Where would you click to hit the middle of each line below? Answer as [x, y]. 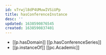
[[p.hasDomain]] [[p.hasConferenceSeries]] [57, 42]
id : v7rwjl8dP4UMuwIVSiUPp [33, 10]
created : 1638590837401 [30, 28]
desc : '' [14, 19]
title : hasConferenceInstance [36, 14]
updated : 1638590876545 [30, 24]
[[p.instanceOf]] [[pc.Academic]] [46, 48]
